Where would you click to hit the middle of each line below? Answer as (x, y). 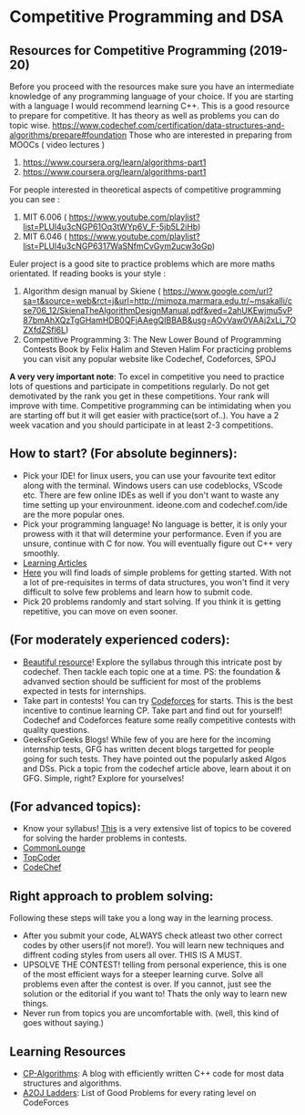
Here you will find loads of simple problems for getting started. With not (157, 573)
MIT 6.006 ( (45, 217)
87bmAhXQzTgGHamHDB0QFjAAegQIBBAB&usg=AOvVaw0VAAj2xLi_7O (159, 320)
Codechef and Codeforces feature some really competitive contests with (159, 720)
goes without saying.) (63, 1023)
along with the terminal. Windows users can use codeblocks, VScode (152, 485)
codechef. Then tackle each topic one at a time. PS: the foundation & (152, 671)
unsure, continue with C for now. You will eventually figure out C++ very (158, 543)
